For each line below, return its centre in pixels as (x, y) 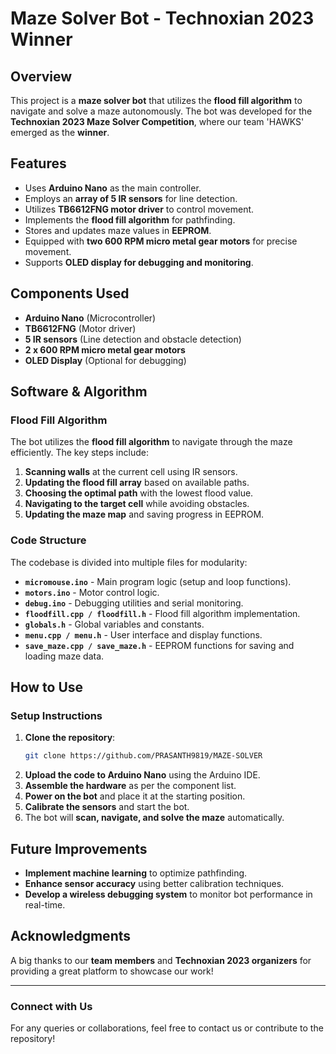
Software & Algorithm (79, 392)
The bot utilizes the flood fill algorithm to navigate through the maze (151, 442)
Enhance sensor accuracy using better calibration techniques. (154, 883)
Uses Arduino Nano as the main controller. (113, 188)
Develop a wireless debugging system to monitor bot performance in (168, 894)
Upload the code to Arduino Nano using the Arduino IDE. (142, 775)
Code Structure (48, 540)
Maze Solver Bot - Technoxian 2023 (162, 18)
